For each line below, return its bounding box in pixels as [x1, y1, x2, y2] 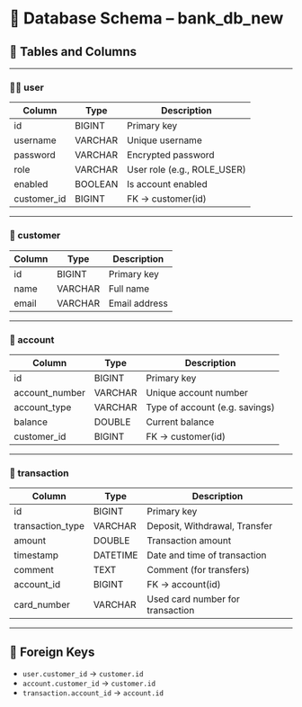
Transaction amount [147, 534, 232, 547]
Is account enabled [127, 178, 209, 191]
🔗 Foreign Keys [9, 644, 95, 659]
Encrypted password [127, 148, 215, 161]
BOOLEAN [75, 178, 119, 191]
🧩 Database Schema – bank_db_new [9, 8, 284, 29]
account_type [13, 400, 72, 413]
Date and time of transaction [147, 549, 267, 561]
